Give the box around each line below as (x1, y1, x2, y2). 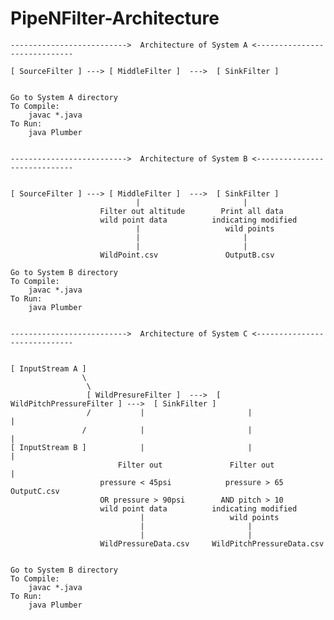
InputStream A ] (19, 363, 87, 374)
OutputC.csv (10, 486, 60, 496)
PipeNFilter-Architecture (10, 7, 220, 30)
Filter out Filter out (117, 460, 275, 470)
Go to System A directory (10, 92, 118, 102)
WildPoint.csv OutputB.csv (99, 250, 275, 260)
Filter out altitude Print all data (99, 206, 284, 216)
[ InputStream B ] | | (10, 442, 253, 452)
